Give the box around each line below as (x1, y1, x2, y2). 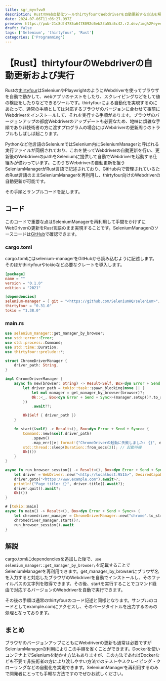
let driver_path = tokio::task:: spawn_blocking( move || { (23, 385, 145, 391)
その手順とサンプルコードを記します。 (5, 188, 83, 194)
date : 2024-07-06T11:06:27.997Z (5, 16, 72, 21)
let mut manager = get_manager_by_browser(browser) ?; (31, 390, 145, 395)
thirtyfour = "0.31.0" (5, 304, 52, 309)
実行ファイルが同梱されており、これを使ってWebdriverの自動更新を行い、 (5, 147, 156, 153)
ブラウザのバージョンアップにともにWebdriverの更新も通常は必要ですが (5, 640, 152, 646)
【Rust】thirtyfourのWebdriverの (5, 58, 144, 69)
